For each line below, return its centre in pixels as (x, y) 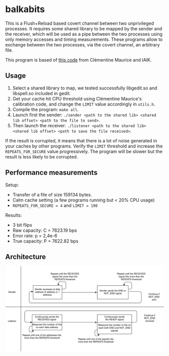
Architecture (26, 257)
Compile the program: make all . (46, 109)
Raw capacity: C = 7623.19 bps (45, 230)
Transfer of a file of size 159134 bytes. (52, 194)
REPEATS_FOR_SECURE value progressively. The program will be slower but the (84, 151)
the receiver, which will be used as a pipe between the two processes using (84, 34)
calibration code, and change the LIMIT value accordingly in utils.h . (84, 104)
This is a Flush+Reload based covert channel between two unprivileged (79, 23)
